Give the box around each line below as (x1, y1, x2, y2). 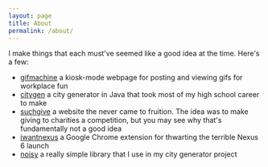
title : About (8, 19, 52, 27)
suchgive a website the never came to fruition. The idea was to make (19, 107, 249, 116)
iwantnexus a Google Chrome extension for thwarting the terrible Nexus (19, 132, 259, 142)
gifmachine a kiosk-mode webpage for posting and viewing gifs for (19, 73, 243, 83)
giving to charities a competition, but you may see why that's (19, 116, 222, 125)
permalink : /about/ (8, 26, 74, 35)
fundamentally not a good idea (19, 124, 122, 133)
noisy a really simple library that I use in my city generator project (19, 149, 237, 159)
